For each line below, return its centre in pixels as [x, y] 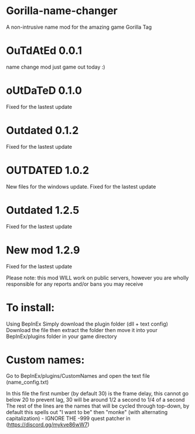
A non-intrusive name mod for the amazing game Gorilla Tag [79, 27]
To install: [30, 307]
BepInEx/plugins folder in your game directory [61, 336]
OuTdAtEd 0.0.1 [44, 51]
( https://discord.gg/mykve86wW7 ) [48, 425]
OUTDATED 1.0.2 [48, 170]
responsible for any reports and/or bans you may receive [75, 284]
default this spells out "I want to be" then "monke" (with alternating [87, 412]
